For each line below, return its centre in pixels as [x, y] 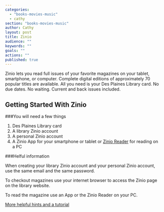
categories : [17, 10]
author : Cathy [20, 28]
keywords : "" [18, 46]
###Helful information [27, 156]
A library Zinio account [35, 131]
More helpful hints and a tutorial [37, 205]
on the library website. [28, 186]
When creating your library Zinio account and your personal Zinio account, [80, 166]
